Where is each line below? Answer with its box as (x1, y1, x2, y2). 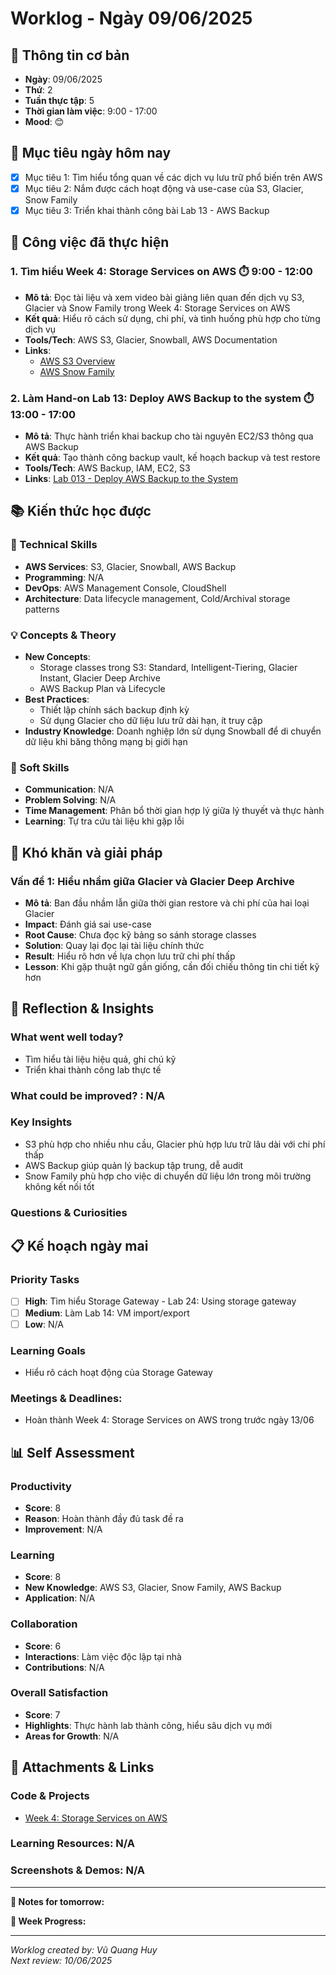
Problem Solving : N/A (24, 794, 117, 806)
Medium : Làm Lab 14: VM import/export (24, 1307, 190, 1319)
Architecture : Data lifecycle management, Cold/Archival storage (24, 592, 291, 604)
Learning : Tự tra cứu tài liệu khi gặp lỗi (24, 815, 185, 827)
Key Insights (10, 1115, 73, 1129)
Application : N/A (24, 1592, 96, 1604)
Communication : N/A (24, 783, 115, 796)
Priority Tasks (10, 1273, 80, 1287)
